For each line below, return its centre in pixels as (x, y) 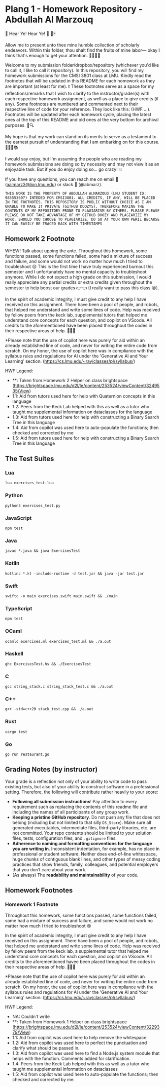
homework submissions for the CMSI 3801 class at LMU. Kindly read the (78, 76)
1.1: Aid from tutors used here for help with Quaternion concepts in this (83, 396)
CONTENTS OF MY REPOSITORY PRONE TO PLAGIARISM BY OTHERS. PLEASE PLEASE (82, 211)
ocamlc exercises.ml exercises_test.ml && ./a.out (58, 641)
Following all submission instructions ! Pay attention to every (75, 801)
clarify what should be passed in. (46, 1048)
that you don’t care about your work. (49, 869)
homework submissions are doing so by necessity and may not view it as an (82, 164)
